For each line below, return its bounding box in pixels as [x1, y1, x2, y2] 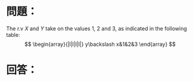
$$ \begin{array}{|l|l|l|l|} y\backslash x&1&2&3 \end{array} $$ [24, 40, 176, 48]
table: [6, 31, 20, 38]
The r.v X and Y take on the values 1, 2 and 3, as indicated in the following [6, 24, 187, 32]
